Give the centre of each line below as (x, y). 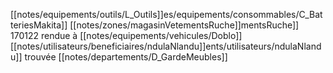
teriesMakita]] (39, 25)
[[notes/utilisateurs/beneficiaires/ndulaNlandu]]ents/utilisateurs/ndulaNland (166, 46)
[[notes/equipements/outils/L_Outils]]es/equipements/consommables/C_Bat (166, 14)
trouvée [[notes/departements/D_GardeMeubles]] (126, 57)
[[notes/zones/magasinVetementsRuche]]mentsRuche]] (184, 25)
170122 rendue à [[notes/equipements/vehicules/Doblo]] (126, 35)
